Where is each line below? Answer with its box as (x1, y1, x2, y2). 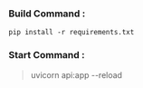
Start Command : (8, 49, 85, 62)
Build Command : (8, 7, 86, 20)
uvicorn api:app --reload (30, 69, 123, 80)
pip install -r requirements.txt (8, 28, 135, 37)
